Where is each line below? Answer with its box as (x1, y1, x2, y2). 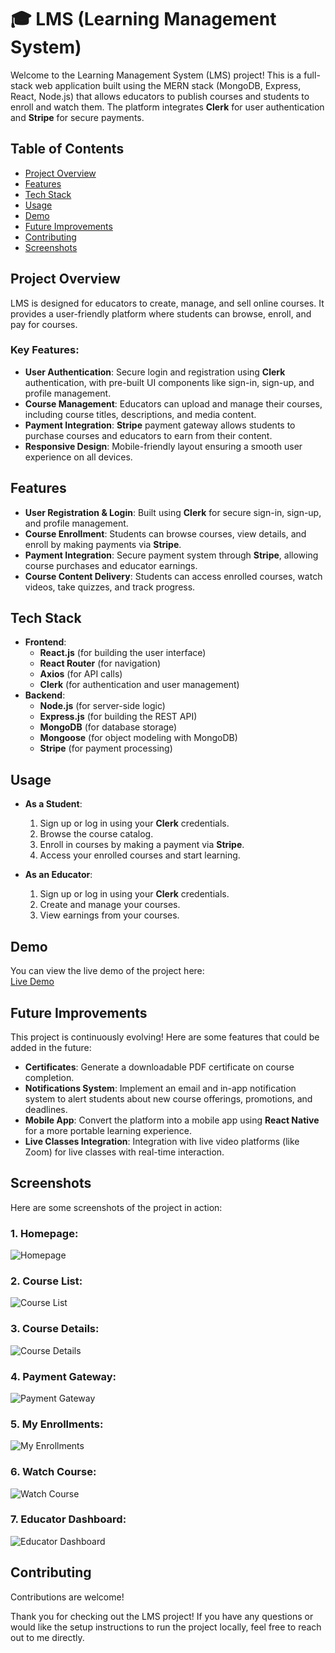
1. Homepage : (10, 1226, 79, 1240)
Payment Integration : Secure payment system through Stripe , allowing (24, 549, 319, 561)
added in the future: (10, 1041, 92, 1053)
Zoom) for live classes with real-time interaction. (24, 1146, 225, 1158)
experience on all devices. (24, 451, 133, 463)
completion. (24, 1071, 75, 1083)
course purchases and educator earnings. (24, 559, 198, 571)
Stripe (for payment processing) (39, 742, 173, 755)
